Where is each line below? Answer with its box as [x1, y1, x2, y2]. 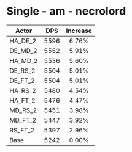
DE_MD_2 [9, 46, 38, 55]
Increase [66, 26, 92, 35]
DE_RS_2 [9, 66, 36, 74]
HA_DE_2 [9, 37, 37, 45]
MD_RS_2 [9, 106, 37, 114]
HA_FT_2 [9, 96, 36, 104]
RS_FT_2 [9, 126, 35, 134]
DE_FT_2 [9, 76, 35, 85]
